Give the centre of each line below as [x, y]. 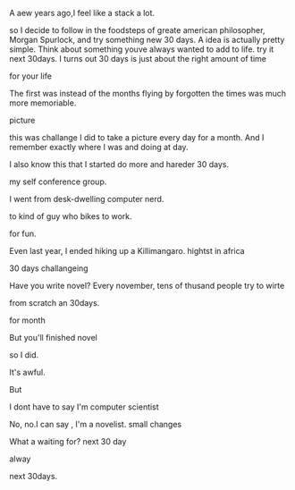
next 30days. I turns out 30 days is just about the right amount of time [138, 59]
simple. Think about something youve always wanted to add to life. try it [142, 49]
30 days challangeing [49, 268]
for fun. [23, 233]
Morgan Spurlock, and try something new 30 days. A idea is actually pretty [147, 40]
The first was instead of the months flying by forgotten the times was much [148, 93]
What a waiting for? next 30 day [68, 441]
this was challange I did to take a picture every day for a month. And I [137, 137]
